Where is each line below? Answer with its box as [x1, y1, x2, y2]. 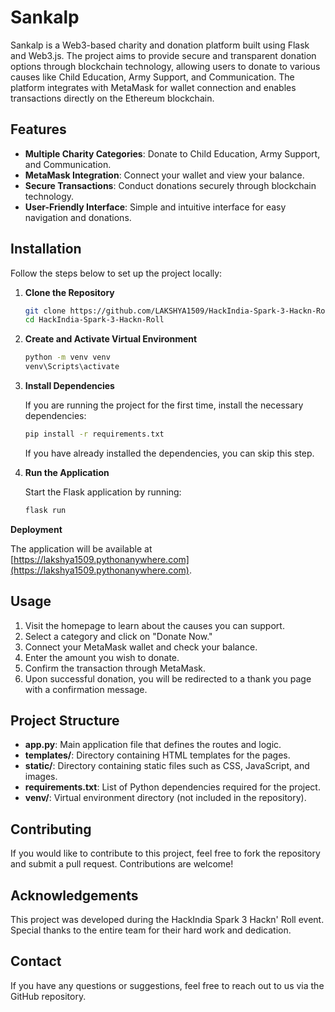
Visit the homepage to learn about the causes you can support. [24, 619, 285, 631]
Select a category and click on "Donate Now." [24, 630, 213, 642]
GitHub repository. [10, 990, 87, 1002]
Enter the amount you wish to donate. [24, 651, 180, 663]
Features [10, 121, 67, 138]
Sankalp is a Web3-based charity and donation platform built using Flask [10, 39, 310, 51]
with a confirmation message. [24, 683, 148, 695]
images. [24, 771, 58, 783]
